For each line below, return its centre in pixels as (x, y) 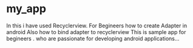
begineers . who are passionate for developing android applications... (93, 38)
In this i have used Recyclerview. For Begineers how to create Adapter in (97, 26)
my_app (26, 9)
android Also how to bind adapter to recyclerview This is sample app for (96, 32)
